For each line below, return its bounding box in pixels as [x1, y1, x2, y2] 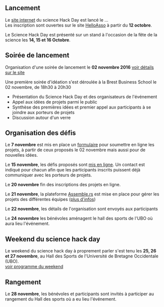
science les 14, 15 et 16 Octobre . [5, 37, 71, 43]
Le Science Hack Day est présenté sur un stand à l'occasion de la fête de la [5, 31, 158, 37]
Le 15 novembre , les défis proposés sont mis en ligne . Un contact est [5, 162, 145, 167]
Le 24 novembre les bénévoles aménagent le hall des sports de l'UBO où [5, 216, 153, 222]
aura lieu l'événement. [5, 221, 50, 226]
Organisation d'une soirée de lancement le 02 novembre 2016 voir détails [5, 64, 154, 70]
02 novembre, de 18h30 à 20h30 [5, 84, 71, 90]
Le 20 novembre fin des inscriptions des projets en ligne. [5, 182, 121, 188]
